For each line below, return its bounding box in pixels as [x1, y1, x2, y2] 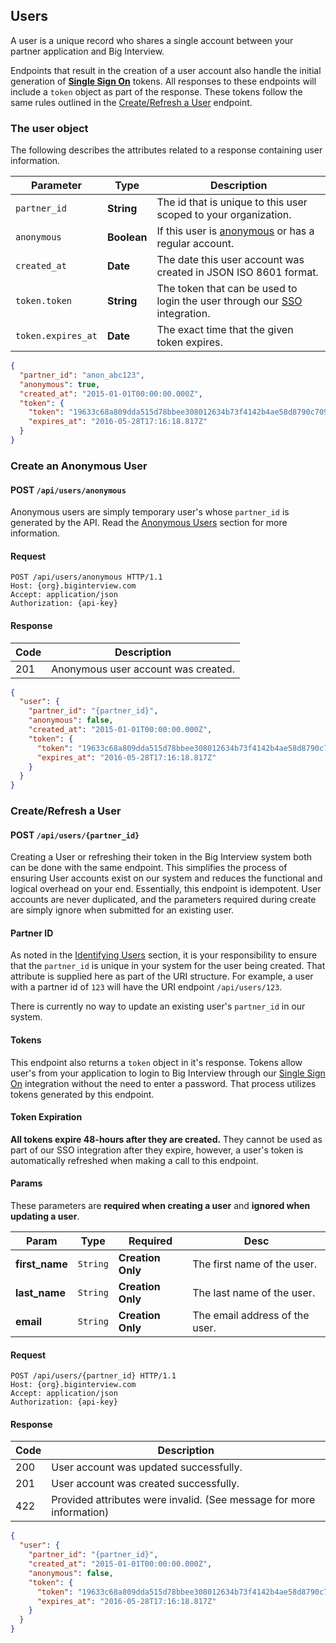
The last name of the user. [192, 1286, 316, 1300]
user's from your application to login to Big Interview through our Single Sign [10, 1067, 326, 1079]
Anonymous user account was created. [51, 662, 235, 676]
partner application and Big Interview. [10, 45, 165, 57]
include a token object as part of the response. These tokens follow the [10, 85, 303, 98]
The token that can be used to [156, 282, 298, 296]
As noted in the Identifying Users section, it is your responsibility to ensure [10, 949, 318, 961]
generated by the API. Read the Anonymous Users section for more [10, 517, 288, 529]
